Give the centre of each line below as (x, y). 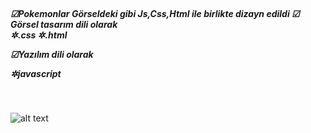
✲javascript (36, 73)
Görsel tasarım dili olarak (64, 24)
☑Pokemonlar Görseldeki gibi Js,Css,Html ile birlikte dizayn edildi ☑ (155, 13)
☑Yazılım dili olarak (52, 54)
